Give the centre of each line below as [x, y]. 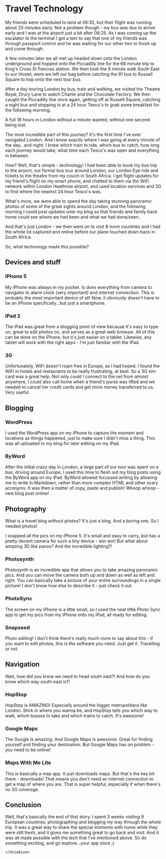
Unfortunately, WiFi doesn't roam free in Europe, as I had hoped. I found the [83, 366]
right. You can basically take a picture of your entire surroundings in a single [83, 580]
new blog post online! [27, 493]
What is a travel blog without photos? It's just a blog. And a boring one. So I [82, 521]
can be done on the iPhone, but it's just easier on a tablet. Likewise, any [79, 337]
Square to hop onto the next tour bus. [43, 79]
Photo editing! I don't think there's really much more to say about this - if [79, 638]
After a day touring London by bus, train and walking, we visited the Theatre [83, 89]
